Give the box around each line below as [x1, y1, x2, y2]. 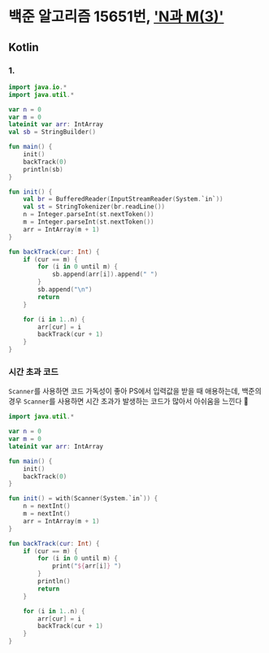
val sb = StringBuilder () [8, 128, 96, 137]
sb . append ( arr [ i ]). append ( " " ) [51, 270, 158, 279]
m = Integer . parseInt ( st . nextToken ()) [23, 218, 154, 226]
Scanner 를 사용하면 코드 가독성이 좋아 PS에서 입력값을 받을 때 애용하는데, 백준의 [8, 386, 262, 396]
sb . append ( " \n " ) [37, 285, 93, 294]
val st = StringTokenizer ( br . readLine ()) [23, 202, 165, 211]
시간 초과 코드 [8, 366, 59, 377]
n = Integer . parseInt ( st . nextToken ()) [23, 211, 154, 219]
